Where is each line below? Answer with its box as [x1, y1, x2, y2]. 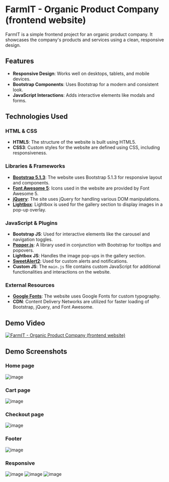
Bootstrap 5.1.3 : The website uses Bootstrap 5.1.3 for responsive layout [12, 174, 162, 180]
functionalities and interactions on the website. [12, 269, 111, 275]
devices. [12, 75, 31, 82]
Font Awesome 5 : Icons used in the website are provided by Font [12, 185, 150, 191]
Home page [5, 362, 35, 369]
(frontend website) [5, 14, 87, 26]
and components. [12, 179, 50, 185]
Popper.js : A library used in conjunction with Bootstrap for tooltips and [12, 242, 161, 248]
